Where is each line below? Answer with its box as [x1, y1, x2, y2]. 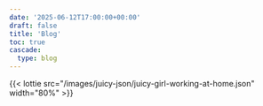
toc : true [9, 37, 46, 47]
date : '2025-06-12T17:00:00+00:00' [9, 12, 141, 22]
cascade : [9, 46, 42, 55]
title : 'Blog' [9, 29, 62, 38]
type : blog [17, 54, 58, 63]
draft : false [9, 21, 58, 30]
